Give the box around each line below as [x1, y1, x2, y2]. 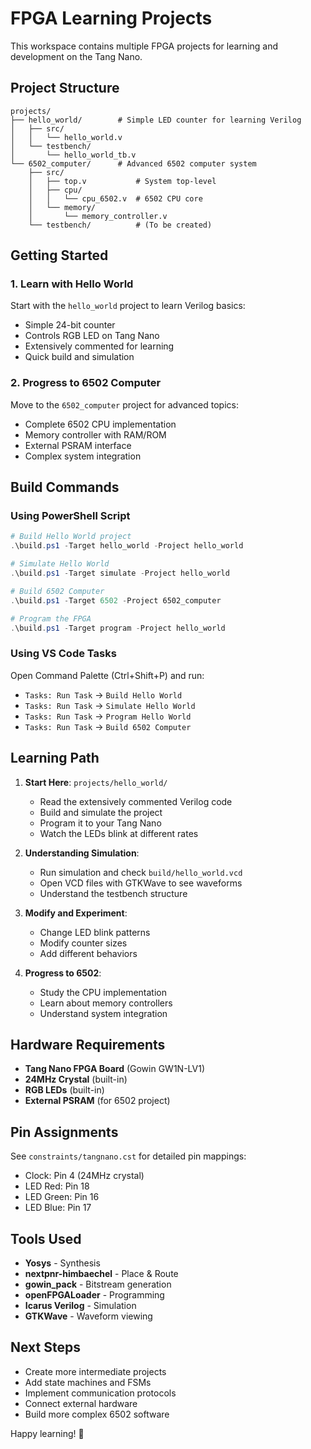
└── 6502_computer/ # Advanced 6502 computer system [10, 158, 257, 169]
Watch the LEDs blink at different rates [39, 827, 199, 839]
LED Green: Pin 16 [24, 1191, 100, 1203]
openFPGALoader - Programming [24, 1288, 165, 1301]
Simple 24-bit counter [24, 319, 116, 331]
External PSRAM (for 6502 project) [24, 1095, 171, 1107]
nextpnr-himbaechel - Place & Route [24, 1267, 179, 1279]
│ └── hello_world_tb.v [10, 150, 137, 160]
